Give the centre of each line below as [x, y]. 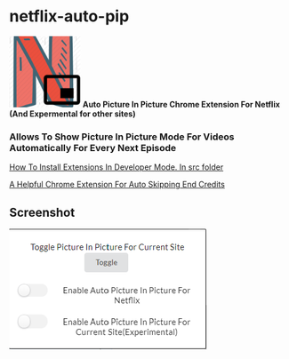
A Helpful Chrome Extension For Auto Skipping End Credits [117, 185]
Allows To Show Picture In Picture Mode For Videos [122, 137]
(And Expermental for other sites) [72, 114]
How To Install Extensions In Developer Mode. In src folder [116, 167]
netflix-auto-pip [69, 16]
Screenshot [42, 212]
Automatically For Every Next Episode [93, 148]
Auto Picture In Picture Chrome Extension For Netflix [181, 104]
